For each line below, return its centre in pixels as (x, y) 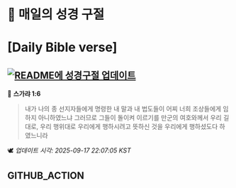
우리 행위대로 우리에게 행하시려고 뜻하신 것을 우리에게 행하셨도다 (129, 127)
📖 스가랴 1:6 (24, 94)
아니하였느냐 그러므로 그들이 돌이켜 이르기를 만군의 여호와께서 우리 (130, 118)
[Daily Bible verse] (62, 48)
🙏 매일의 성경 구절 (56, 15)
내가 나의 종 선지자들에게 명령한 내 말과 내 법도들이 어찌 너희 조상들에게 (123, 109)
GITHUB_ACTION (46, 176)
